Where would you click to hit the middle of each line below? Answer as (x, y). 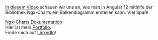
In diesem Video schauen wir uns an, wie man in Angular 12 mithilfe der (79, 7)
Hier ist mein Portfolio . (28, 27)
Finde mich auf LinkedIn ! (31, 32)
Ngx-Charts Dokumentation (34, 22)
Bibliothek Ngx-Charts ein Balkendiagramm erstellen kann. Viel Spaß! (77, 12)
